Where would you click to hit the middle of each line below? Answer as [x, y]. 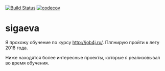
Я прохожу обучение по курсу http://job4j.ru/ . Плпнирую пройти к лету [82, 42]
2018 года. [17, 48]
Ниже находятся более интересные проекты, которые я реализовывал [83, 57]
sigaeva [22, 28]
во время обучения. [27, 63]
